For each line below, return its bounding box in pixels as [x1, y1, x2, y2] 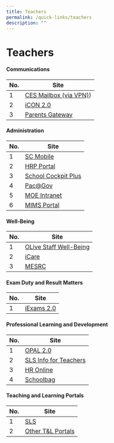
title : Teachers [6, 8, 47, 15]
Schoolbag [24, 375, 56, 383]
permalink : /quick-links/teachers [6, 14, 93, 20]
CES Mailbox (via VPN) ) [24, 91, 91, 99]
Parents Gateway [24, 110, 73, 118]
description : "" [6, 20, 47, 26]
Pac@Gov [24, 181, 53, 190]
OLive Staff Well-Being [24, 243, 90, 251]
